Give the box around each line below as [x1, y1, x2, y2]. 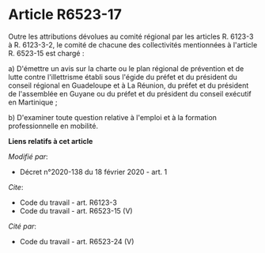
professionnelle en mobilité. [8, 121, 99, 130]
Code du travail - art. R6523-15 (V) [19, 206, 133, 215]
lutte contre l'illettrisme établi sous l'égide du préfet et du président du [8, 72, 237, 81]
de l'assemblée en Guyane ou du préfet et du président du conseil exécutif [8, 89, 252, 98]
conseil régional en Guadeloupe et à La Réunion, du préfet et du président [8, 81, 249, 90]
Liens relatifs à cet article [8, 136, 93, 145]
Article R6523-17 [8, 6, 123, 24]
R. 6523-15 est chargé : [8, 48, 85, 58]
